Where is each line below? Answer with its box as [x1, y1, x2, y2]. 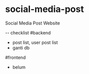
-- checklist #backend [5, 29, 51, 35]
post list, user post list [12, 39, 58, 45]
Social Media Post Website [5, 20, 60, 26]
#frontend [5, 54, 26, 60]
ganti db [12, 44, 30, 50]
